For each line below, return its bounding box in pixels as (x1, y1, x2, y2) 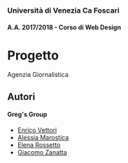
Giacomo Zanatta (17, 148, 68, 157)
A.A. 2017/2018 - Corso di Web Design (7, 23, 121, 31)
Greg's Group (7, 111, 48, 119)
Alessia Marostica (17, 134, 69, 142)
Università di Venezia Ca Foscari (7, 6, 120, 15)
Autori (7, 90, 36, 103)
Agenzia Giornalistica (7, 71, 69, 79)
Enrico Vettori (17, 126, 57, 134)
